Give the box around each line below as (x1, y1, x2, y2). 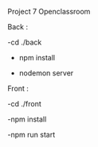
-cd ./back (7, 37, 42, 47)
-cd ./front (7, 99, 41, 108)
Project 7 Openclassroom (7, 7, 91, 16)
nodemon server (18, 68, 74, 78)
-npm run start (7, 130, 56, 139)
